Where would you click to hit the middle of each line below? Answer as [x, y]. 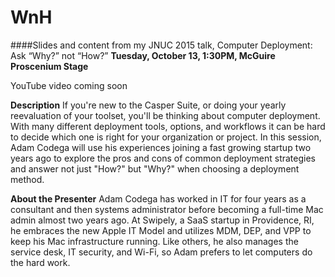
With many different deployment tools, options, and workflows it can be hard [168, 126]
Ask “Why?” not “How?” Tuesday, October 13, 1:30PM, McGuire [143, 55]
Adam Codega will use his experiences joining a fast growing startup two [161, 147]
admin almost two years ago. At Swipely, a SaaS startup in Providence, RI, [162, 220]
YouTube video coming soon [69, 85]
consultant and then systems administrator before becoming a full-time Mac [167, 209]
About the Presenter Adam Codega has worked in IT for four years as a [158, 198]
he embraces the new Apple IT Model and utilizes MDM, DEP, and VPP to [161, 230]
